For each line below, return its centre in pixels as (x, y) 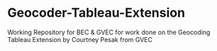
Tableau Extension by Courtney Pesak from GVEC (80, 39)
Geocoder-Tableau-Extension (96, 13)
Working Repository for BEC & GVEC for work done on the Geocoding (109, 32)
